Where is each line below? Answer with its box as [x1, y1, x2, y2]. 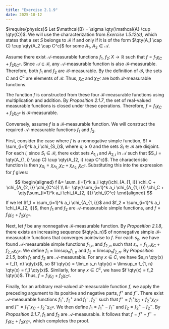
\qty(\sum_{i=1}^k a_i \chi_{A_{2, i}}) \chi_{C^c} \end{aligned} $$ [18, 190, 153, 196]
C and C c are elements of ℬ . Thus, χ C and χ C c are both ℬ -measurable [6, 74, 151, 82]
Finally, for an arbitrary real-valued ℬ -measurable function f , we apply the [6, 284, 160, 290]
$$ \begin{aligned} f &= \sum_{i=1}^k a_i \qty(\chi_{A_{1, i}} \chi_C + [15, 179, 156, 185]
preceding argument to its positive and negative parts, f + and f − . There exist [6, 289, 164, 296]
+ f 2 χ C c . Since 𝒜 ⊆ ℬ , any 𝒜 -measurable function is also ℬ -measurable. [6, 61, 157, 68]
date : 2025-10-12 [6, 12, 42, 17]
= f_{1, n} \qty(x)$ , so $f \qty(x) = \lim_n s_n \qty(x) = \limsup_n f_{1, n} [6, 261, 153, 267]
